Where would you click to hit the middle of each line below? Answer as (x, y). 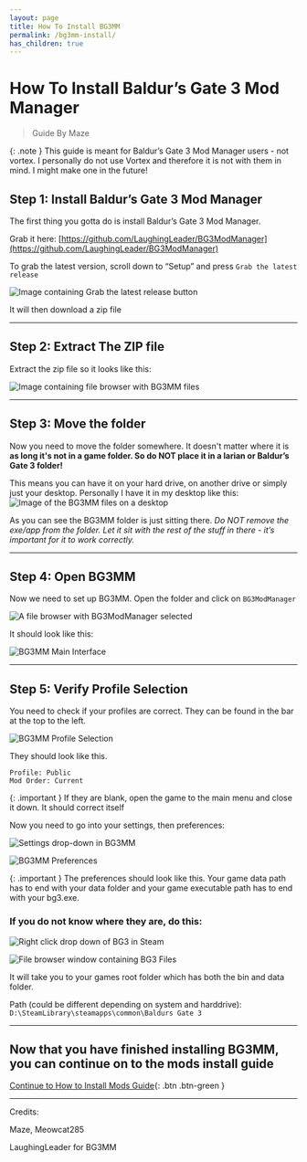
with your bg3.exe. (45, 898)
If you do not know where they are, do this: (106, 922)
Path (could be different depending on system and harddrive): (126, 1004)
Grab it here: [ (36, 239)
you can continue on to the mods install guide (142, 1064)
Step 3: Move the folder (78, 424)
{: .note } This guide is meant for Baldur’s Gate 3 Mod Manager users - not (149, 151)
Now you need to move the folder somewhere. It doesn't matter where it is (149, 446)
